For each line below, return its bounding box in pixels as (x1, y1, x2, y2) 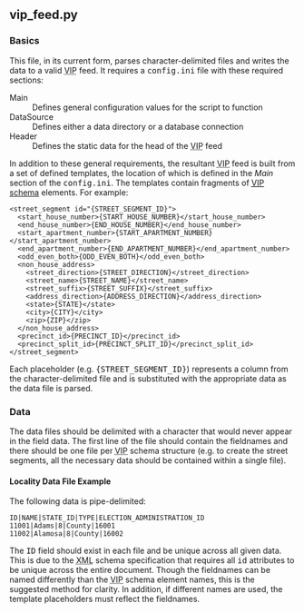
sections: (9, 74, 44, 85)
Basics (9, 35, 40, 47)
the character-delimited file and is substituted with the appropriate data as (9, 372, 288, 384)
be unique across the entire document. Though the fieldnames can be (9, 565, 270, 576)
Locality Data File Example (9, 476, 112, 487)
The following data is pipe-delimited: (9, 496, 147, 507)
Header (9, 131, 38, 142)
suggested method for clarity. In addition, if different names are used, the (9, 584, 283, 595)
